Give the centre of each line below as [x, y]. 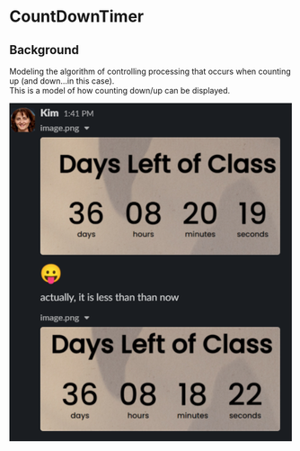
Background [44, 50]
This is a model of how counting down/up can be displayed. [120, 90]
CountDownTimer [77, 17]
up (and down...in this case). [62, 81]
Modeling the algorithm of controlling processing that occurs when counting [150, 71]
